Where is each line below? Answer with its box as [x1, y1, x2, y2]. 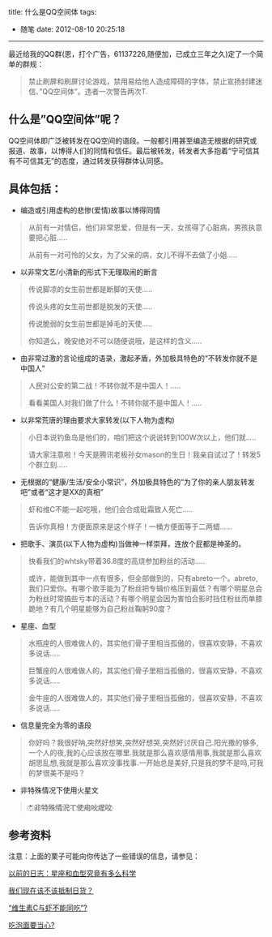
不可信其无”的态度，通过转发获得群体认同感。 [15, 156, 168, 165]
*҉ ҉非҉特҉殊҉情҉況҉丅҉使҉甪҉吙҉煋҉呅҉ [28, 802, 113, 812]
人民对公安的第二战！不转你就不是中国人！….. [28, 380, 181, 390]
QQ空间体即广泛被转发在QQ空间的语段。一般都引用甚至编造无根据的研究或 [8, 135, 257, 145]
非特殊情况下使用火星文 [19, 785, 99, 795]
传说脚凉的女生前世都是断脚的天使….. [28, 284, 152, 294]
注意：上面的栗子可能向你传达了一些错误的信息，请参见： [8, 851, 200, 862]
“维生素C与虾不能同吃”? [8, 903, 87, 913]
